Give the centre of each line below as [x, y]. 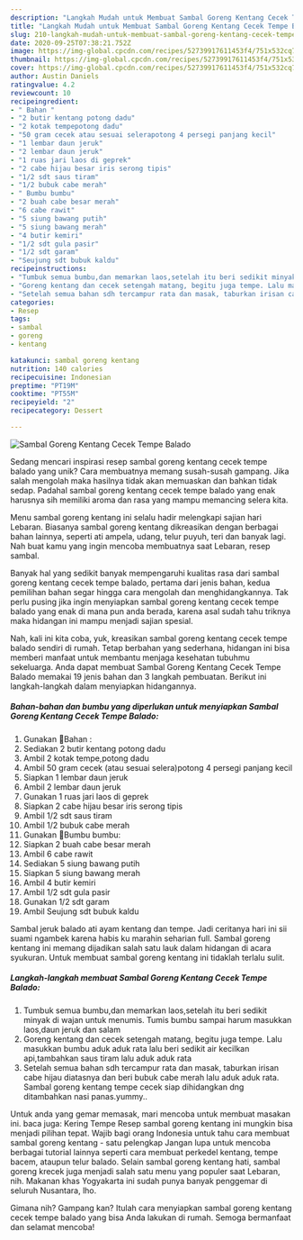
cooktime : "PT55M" [45, 394]
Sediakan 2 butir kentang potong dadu [94, 748]
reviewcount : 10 [40, 93]
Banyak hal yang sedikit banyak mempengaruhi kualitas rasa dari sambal [145, 573]
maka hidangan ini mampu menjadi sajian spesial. [102, 620]
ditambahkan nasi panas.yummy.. [85, 1096]
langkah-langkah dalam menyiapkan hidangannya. [103, 686]
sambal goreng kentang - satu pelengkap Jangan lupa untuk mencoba [140, 1142]
